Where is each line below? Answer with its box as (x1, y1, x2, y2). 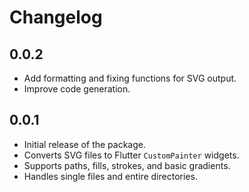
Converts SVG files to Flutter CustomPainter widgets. (23, 149, 240, 161)
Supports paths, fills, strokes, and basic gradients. (23, 159, 231, 171)
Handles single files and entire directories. (23, 170, 198, 182)
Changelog (9, 6, 103, 29)
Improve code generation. (23, 83, 131, 95)
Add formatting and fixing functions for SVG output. (23, 72, 237, 84)
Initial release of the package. (23, 138, 146, 150)
